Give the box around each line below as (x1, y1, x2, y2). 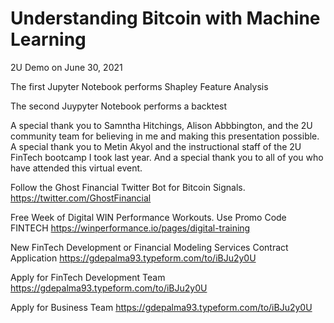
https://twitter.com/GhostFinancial (10, 192, 152, 204)
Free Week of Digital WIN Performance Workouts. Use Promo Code (10, 211, 287, 223)
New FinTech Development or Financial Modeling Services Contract (10, 241, 289, 253)
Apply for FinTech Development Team (10, 271, 166, 283)
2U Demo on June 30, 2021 (10, 61, 123, 73)
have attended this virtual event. (10, 162, 143, 174)
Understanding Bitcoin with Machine (10, 7, 321, 30)
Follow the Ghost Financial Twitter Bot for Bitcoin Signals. (10, 181, 246, 193)
